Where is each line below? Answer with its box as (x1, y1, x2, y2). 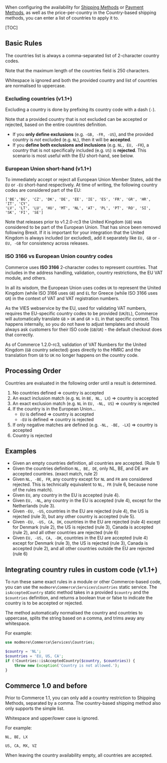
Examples (5, 447, 36, 455)
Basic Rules (5, 39, 42, 48)
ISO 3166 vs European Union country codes (5, 253, 113, 260)
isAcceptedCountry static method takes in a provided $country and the (5, 589, 149, 595)
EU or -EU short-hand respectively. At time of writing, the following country (5, 182, 157, 188)
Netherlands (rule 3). (12, 503, 56, 509)
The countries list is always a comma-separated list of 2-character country (5, 52, 159, 58)
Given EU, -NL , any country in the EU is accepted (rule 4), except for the (12, 497, 161, 503)
